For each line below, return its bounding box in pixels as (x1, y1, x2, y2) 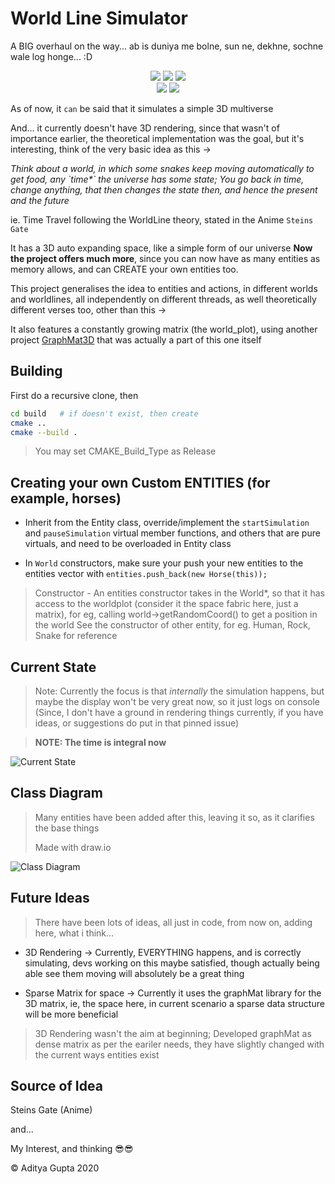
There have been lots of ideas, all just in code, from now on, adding (34, 916, 313, 928)
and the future (10, 194, 70, 206)
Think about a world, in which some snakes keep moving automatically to (10, 162, 315, 174)
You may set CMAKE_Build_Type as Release (34, 445, 217, 457)
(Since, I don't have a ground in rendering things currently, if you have (34, 707, 324, 718)
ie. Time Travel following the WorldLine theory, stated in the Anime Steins (10, 213, 314, 226)
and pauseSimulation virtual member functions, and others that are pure (24, 527, 321, 539)
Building (10, 363, 63, 380)
